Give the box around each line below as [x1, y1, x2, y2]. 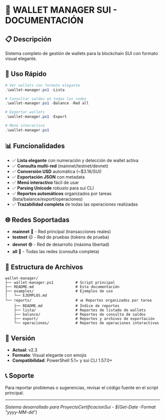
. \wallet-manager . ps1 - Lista [5, 87, 65, 92]
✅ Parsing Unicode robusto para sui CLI [12, 185, 94, 191]
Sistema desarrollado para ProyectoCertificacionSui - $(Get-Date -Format [5, 404, 156, 410]
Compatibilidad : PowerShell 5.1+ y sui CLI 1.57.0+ [12, 358, 113, 364]
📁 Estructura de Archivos [5, 262, 83, 271]
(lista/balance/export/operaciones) [12, 196, 83, 202]
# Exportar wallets [5, 110, 45, 115]
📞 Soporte [5, 371, 34, 380]
